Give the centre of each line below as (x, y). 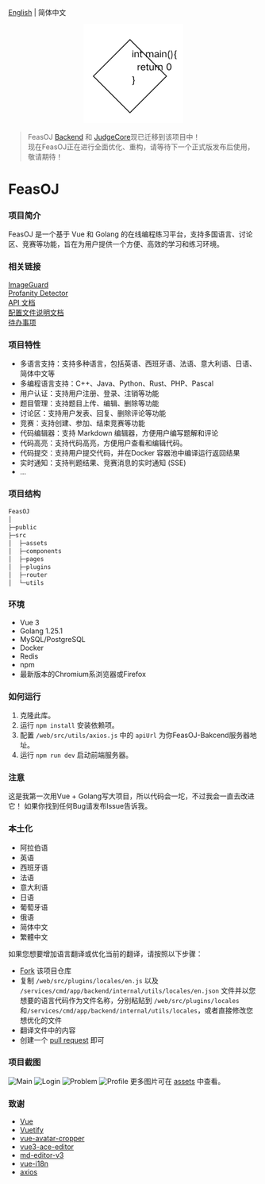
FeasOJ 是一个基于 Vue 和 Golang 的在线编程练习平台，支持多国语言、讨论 (131, 234)
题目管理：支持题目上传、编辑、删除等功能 (89, 403)
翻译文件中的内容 (48, 1030)
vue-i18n (34, 1164)
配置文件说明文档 (36, 312)
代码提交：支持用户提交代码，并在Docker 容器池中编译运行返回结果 (130, 453)
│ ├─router (28, 575)
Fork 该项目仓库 (46, 971)
